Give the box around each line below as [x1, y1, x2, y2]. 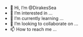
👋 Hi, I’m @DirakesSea [10, 5, 57, 10]
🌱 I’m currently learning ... [10, 15, 64, 21]
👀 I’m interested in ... [10, 10, 53, 16]
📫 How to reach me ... [10, 26, 57, 32]
